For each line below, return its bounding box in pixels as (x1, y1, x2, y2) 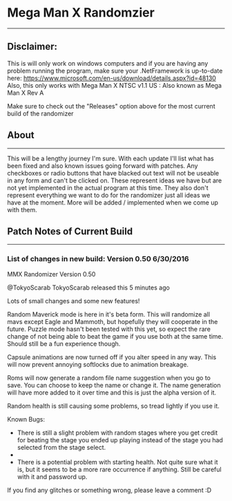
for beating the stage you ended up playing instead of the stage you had (17, 435, 223, 444)
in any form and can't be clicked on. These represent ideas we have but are (7, 176, 222, 185)
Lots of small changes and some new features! (7, 296, 140, 305)
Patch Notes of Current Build (7, 225, 133, 237)
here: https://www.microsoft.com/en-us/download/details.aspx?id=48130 (7, 74, 216, 82)
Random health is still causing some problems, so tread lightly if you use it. (7, 401, 220, 410)
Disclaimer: (7, 41, 57, 53)
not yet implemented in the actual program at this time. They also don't (7, 183, 209, 191)
